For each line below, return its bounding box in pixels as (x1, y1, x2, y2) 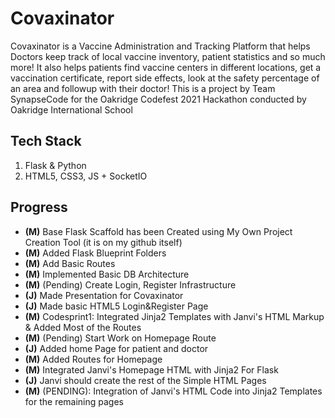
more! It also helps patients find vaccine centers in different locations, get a (10, 61, 322, 73)
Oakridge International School (10, 103, 133, 116)
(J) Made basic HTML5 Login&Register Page (24, 300, 209, 312)
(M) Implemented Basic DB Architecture (24, 268, 190, 280)
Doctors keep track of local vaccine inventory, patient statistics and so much (10, 50, 326, 62)
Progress (10, 199, 68, 216)
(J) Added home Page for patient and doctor (24, 342, 209, 354)
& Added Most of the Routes (24, 321, 142, 333)
